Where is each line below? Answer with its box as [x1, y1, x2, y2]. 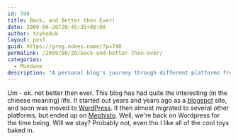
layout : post [7, 37, 46, 44]
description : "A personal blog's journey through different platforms [7, 69, 220, 76]
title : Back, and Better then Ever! [7, 17, 115, 24]
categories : [7, 56, 42, 63]
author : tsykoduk [7, 30, 59, 37]
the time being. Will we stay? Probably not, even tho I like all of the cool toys [7, 118, 229, 127]
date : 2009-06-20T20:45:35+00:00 [7, 23, 106, 30]
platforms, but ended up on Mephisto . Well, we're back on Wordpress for [7, 110, 220, 120]
